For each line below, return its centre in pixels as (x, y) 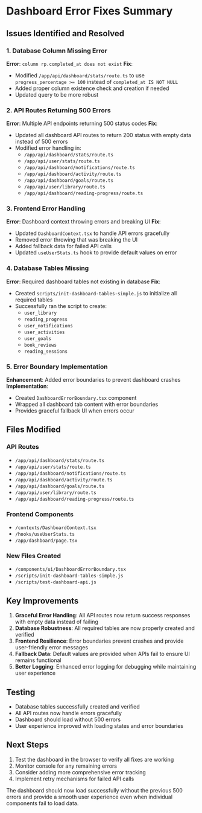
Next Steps (27, 745)
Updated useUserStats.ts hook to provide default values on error (96, 252)
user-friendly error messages (52, 648)
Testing (21, 692)
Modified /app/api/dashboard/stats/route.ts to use (80, 75)
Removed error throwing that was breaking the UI (76, 240)
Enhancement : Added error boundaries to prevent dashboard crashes (93, 380)
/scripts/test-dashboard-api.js (55, 582)
